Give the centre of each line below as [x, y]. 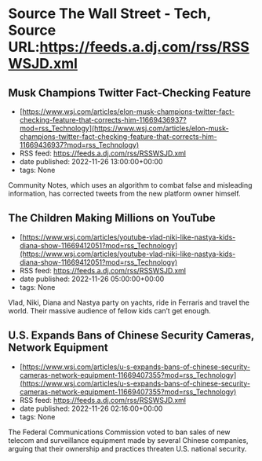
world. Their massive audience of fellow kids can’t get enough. [110, 310]
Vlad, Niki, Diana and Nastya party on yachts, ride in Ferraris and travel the [129, 302]
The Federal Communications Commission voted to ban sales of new [119, 432]
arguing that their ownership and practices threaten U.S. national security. [127, 448]
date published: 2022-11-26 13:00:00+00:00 [91, 161]
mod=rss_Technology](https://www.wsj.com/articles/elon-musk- [124, 128]
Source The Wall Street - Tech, [110, 14]
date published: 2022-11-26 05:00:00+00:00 [92, 279]
